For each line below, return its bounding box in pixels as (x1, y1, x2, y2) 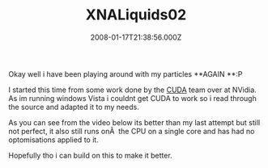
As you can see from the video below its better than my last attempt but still (8, 117, 261, 127)
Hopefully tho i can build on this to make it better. (8, 150, 172, 160)
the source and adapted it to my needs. (8, 102, 139, 111)
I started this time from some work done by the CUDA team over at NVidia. (8, 85, 257, 94)
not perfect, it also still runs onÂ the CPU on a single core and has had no (8, 126, 255, 136)
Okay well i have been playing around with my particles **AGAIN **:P (8, 69, 243, 78)
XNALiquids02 (85, 6, 187, 24)
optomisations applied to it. (8, 135, 99, 145)
